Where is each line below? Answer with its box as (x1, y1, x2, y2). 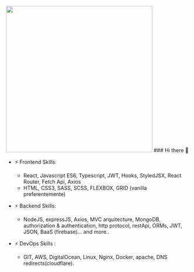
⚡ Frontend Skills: (14, 159, 57, 166)
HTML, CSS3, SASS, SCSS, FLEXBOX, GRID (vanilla (23, 184, 147, 191)
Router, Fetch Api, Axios (23, 178, 81, 185)
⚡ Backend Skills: (14, 202, 57, 209)
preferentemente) (23, 191, 66, 198)
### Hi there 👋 (153, 147, 189, 154)
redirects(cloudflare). (23, 260, 74, 267)
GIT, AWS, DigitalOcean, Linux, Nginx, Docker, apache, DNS (23, 254, 168, 260)
